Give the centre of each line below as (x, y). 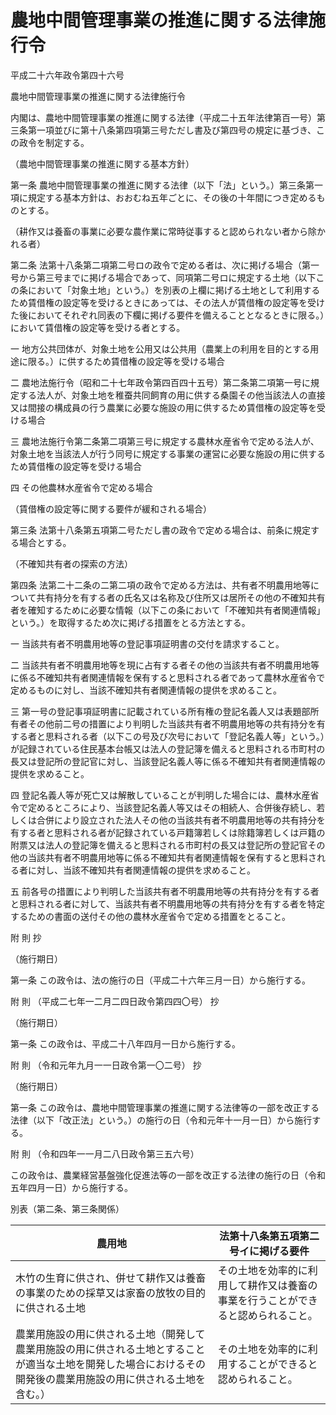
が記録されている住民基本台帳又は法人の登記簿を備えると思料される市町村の (168, 748)
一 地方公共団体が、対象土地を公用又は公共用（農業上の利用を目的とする (160, 348)
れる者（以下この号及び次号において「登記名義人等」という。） (198, 736)
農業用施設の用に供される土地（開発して (110, 1334)
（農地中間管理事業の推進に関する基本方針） (102, 163)
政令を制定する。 (54, 142)
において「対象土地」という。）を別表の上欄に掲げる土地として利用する (174, 290)
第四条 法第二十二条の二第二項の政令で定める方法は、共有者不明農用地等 (160, 585)
